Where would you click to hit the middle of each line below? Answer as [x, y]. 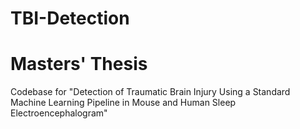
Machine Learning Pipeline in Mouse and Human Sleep [123, 103]
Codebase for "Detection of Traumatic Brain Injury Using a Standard [150, 92]
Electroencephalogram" [59, 113]
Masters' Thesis [79, 64]
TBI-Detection [70, 18]
